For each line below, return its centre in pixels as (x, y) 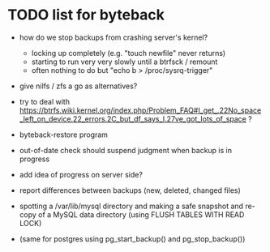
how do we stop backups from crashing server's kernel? (114, 37)
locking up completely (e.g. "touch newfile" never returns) (129, 53)
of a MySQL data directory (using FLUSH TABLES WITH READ (141, 214)
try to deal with (45, 101)
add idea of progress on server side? (81, 174)
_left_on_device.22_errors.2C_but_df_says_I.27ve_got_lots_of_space (133, 118)
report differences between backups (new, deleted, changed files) (130, 190)
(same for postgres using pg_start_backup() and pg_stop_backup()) (132, 239)
